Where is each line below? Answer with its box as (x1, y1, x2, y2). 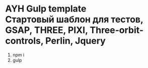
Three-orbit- (90, 25, 144, 36)
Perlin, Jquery (45, 35, 106, 47)
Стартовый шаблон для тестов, (5, 14, 143, 25)
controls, (5, 35, 44, 47)
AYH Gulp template (5, 3, 87, 15)
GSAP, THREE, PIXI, (5, 25, 88, 36)
